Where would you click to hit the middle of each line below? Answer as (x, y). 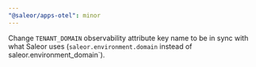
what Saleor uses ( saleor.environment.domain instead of (100, 46)
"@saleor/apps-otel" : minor (55, 15)
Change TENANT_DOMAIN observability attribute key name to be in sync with (128, 38)
